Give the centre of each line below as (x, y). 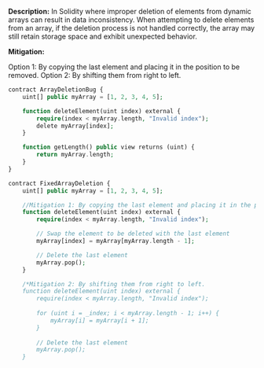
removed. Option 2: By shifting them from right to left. (95, 75)
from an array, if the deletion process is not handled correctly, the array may (132, 28)
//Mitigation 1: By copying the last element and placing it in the (137, 205)
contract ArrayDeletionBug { (56, 90)
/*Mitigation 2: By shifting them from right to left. (114, 284)
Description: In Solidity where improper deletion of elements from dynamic (130, 11)
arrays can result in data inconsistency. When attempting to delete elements (131, 20)
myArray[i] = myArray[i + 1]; (99, 320)
